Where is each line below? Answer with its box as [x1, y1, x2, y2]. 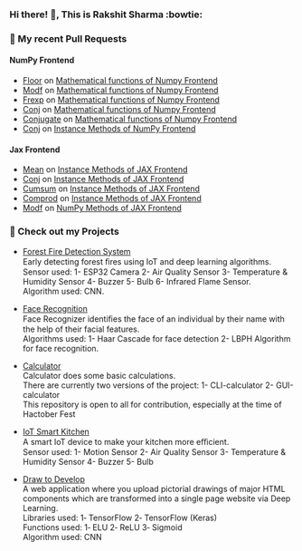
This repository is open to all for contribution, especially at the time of [22, 399, 282, 410]
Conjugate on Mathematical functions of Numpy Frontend [22, 113, 238, 125]
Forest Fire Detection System [22, 246, 131, 256]
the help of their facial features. [22, 324, 140, 334]
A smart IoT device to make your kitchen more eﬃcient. [22, 436, 230, 447]
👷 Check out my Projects [9, 226, 119, 238]
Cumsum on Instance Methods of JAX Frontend [22, 183, 201, 194]
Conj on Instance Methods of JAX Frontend [22, 174, 184, 185]
